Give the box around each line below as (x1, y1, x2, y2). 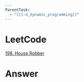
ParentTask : (5, 7, 30, 13)
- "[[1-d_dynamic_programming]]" (9, 12, 79, 17)
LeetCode (5, 34, 46, 45)
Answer (5, 68, 38, 79)
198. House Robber (5, 50, 45, 56)
